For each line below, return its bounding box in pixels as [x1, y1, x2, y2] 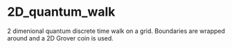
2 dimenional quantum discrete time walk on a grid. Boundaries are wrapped [7, 27, 225, 35]
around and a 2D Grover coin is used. [7, 34, 114, 42]
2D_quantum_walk [7, 4, 116, 20]
